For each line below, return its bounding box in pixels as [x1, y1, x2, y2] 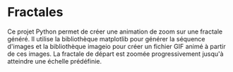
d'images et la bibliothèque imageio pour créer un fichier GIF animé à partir [7, 42, 226, 50]
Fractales [7, 4, 64, 20]
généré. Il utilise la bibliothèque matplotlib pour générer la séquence [7, 34, 205, 43]
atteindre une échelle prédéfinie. [7, 57, 102, 65]
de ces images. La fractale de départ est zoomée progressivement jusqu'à [7, 50, 224, 58]
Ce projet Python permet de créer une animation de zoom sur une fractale [7, 27, 223, 36]
